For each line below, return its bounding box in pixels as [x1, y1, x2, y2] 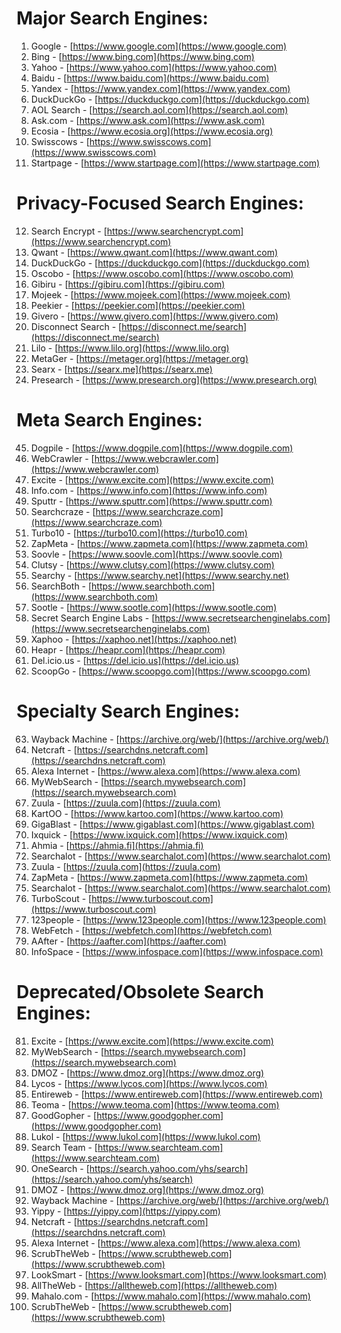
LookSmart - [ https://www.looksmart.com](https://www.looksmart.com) [30, 1268, 328, 1281]
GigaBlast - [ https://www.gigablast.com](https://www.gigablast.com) [30, 818, 315, 830]
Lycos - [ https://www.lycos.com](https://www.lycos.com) [30, 1077, 268, 1089]
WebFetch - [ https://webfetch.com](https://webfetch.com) [30, 924, 273, 936]
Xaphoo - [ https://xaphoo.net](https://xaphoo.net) [30, 633, 238, 645]
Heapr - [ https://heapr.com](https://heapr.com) [30, 643, 226, 656]
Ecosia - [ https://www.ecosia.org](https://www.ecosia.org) [30, 125, 274, 137]
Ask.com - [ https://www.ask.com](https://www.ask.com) [30, 114, 265, 126]
